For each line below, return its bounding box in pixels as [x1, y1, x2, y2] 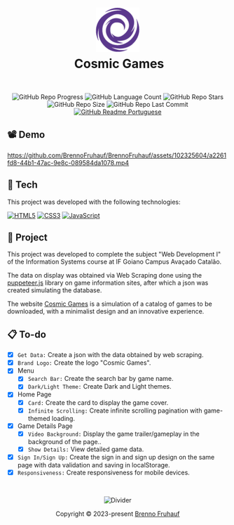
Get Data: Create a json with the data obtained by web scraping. [17, 351, 204, 359]
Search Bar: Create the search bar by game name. [27, 375, 174, 383]
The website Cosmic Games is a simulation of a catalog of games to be [7, 299, 212, 309]
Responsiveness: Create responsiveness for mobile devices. [17, 468, 191, 477]
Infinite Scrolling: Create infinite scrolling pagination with [27, 406, 202, 415]
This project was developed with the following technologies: [7, 197, 181, 206]
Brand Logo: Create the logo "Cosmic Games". [17, 358, 151, 367]
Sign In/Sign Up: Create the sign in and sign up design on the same [17, 453, 215, 461]
